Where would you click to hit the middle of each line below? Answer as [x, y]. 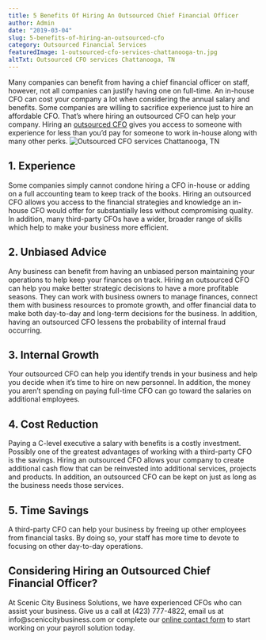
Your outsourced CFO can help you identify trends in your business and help [133, 374]
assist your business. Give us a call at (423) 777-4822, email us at [116, 611]
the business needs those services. [66, 486]
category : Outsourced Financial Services [78, 45]
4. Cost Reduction [53, 424]
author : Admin [32, 23]
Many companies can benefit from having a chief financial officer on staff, [129, 82]
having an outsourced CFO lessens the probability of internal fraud [117, 322]
